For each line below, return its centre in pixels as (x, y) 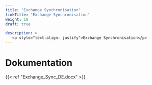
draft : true (18, 24)
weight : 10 (17, 19)
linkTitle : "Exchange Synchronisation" (48, 15)
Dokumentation (39, 63)
